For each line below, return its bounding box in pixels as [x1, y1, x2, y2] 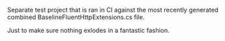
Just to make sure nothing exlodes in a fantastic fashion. [7, 27, 170, 34]
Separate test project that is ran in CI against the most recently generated [7, 6, 219, 14]
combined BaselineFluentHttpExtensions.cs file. [7, 13, 145, 21]
